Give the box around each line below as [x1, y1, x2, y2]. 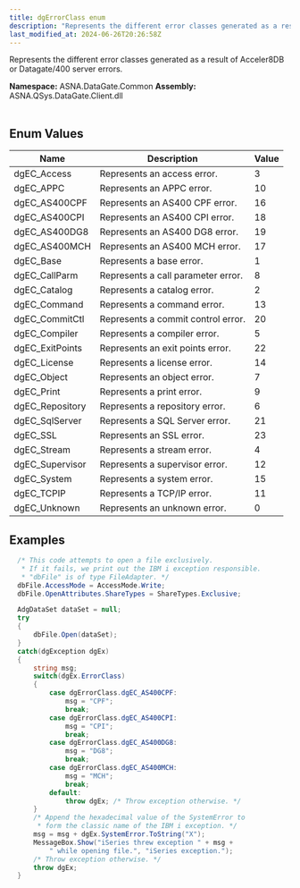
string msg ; [32, 664, 78, 672]
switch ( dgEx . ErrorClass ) [32, 672, 126, 681]
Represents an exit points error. [99, 342, 232, 354]
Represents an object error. [99, 371, 214, 384]
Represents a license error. [99, 357, 212, 369]
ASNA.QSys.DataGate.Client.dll [9, 90, 123, 101]
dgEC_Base [13, 255, 62, 267]
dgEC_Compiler [13, 327, 79, 340]
